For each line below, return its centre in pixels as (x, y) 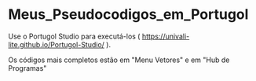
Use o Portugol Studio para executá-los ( (74, 36)
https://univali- (166, 36)
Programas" (27, 68)
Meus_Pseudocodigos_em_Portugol (128, 15)
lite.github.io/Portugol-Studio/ (56, 44)
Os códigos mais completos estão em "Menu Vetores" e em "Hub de (119, 60)
